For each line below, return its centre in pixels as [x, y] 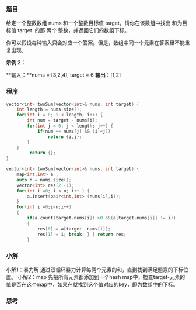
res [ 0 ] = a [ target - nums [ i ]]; [74, 229]
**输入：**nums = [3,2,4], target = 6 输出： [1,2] [64, 75]
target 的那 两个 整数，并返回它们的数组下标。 [73, 30]
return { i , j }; [65, 137]
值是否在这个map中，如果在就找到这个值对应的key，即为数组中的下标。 [92, 284]
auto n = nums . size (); [44, 180]
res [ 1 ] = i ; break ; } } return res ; [82, 234]
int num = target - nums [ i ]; [62, 120]
